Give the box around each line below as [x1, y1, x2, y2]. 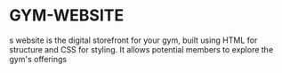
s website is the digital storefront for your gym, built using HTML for [9, 35, 258, 45]
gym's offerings [9, 53, 68, 64]
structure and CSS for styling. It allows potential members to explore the [9, 44, 274, 54]
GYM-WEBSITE [9, 5, 125, 26]
